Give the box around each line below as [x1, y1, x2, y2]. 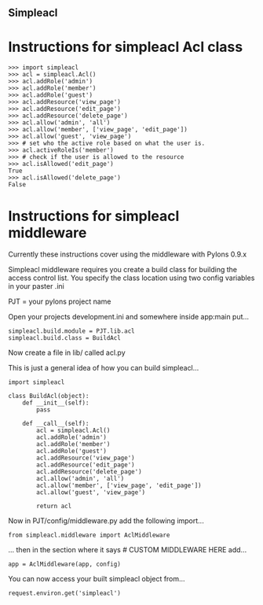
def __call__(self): [22, 420, 89, 428]
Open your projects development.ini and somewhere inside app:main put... [8, 312, 250, 322]
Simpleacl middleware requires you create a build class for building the [8, 265, 238, 275]
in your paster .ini [8, 282, 64, 291]
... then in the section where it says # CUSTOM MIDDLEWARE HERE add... [8, 545, 247, 555]
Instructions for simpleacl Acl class [8, 38, 243, 56]
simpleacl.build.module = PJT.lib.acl [8, 327, 135, 335]
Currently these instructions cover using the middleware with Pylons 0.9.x [8, 249, 247, 259]
